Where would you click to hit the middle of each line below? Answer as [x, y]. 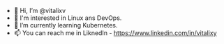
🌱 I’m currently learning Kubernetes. [66, 25]
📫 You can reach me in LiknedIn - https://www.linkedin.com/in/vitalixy [115, 33]
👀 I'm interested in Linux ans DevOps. [68, 18]
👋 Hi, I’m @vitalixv [40, 11]
